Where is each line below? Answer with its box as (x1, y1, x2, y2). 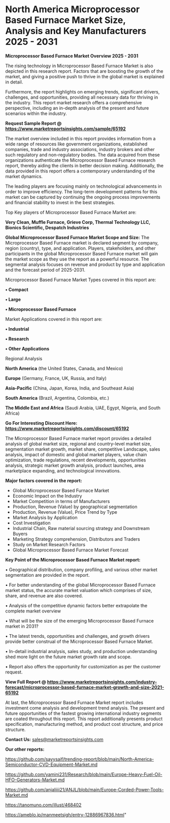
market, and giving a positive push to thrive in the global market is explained (5, 73, 165, 79)
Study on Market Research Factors (12, 541, 85, 547)
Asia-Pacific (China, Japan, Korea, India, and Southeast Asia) (5, 385, 134, 391)
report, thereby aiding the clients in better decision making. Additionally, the (5, 162, 164, 168)
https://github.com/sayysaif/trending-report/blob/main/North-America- (5, 756, 154, 762)
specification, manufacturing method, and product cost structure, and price (5, 721, 163, 727)
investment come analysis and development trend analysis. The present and (5, 704, 165, 711)
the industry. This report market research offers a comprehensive (5, 99, 142, 105)
